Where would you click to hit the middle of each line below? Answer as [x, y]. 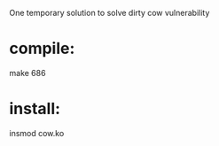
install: [35, 109]
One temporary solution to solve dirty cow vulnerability [109, 13]
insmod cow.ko [37, 133]
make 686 [27, 73]
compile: [42, 49]
